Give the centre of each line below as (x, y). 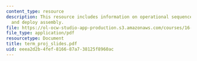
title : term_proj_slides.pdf (42, 44)
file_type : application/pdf (40, 33)
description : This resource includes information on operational (87, 17)
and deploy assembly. (38, 22)
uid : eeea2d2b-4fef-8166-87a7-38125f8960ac (60, 49)
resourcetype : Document (35, 38)
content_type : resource (35, 11)
